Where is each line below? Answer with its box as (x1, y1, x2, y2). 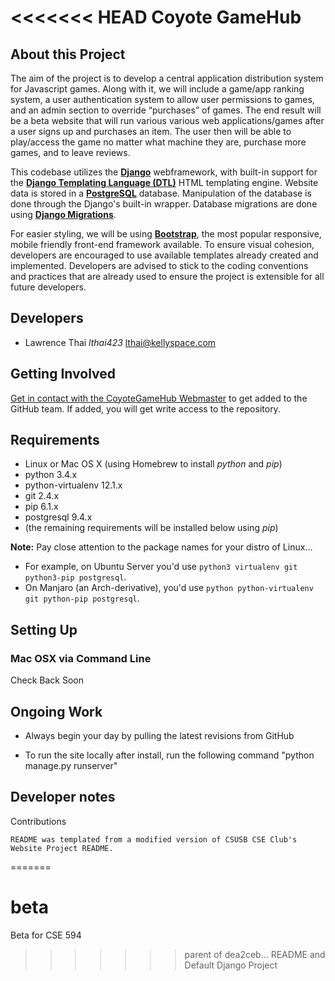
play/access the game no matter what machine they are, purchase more (10, 136, 307, 148)
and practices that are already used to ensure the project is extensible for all (10, 271, 325, 282)
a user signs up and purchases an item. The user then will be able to (10, 126, 292, 137)
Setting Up (10, 621, 78, 638)
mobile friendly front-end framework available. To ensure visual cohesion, (10, 239, 315, 250)
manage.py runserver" (24, 759, 118, 771)
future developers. (10, 281, 87, 293)
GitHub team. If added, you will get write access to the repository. (10, 402, 281, 415)
